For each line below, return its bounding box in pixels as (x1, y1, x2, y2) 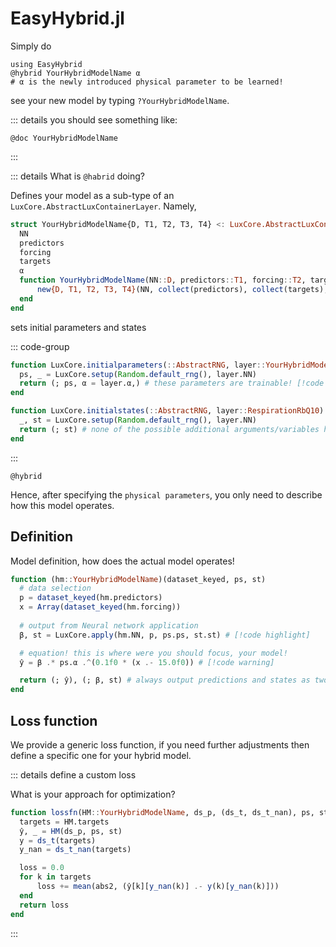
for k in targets (19, 872, 92, 882)
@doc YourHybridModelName (10, 133, 118, 143)
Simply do (10, 40, 52, 52)
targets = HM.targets (19, 817, 110, 827)
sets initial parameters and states (10, 321, 147, 333)
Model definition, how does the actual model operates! (10, 555, 235, 567)
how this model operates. (10, 499, 115, 511)
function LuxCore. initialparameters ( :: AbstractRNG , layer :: (10, 360, 267, 370)
